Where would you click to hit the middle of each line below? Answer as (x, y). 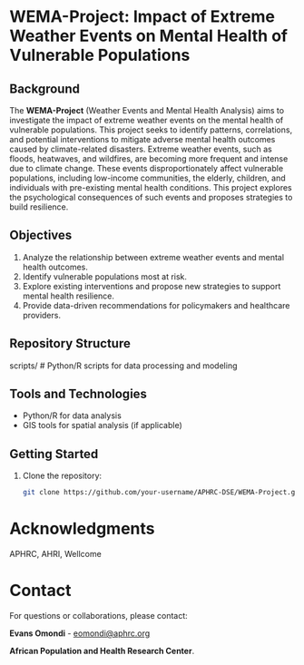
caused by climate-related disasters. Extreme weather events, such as (141, 149)
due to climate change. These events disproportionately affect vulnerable (147, 168)
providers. (42, 315)
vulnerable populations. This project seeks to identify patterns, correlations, (151, 130)
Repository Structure (70, 343)
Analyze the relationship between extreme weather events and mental (153, 257)
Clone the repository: (62, 476)
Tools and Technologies (78, 394)
